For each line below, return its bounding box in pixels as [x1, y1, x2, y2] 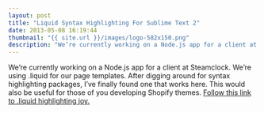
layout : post [8, 11, 52, 20]
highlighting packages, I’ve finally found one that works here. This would [8, 80, 246, 89]
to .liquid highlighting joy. [8, 96, 90, 106]
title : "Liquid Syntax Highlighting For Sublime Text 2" [8, 19, 201, 27]
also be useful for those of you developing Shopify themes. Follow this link [8, 88, 252, 97]
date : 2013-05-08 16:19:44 [8, 26, 98, 34]
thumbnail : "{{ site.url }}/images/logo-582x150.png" [8, 33, 190, 42]
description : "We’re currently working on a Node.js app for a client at [8, 41, 258, 49]
